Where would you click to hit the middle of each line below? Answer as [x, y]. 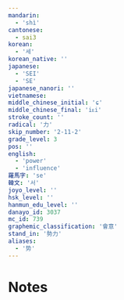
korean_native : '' [38, 60]
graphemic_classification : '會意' [63, 227]
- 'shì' [28, 23]
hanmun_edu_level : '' [43, 204]
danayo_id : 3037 [34, 212]
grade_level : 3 [33, 139]
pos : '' [21, 146]
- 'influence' [38, 168]
